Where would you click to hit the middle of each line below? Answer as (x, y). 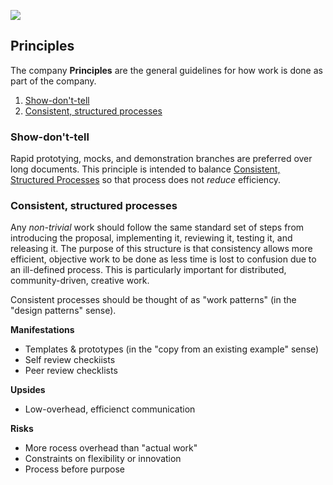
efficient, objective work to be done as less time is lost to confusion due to (163, 259)
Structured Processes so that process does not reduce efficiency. (146, 180)
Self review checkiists (70, 360)
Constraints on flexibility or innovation (103, 459)
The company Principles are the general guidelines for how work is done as (166, 70)
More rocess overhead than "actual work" (111, 448)
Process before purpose (74, 469)
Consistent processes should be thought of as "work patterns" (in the (153, 300)
